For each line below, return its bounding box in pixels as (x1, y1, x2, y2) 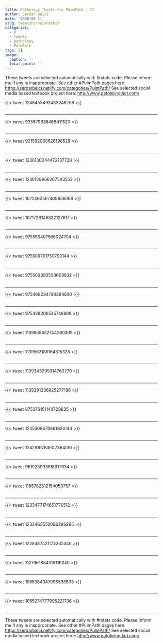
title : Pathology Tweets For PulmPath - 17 (5, 7, 95, 12)
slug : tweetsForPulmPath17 (5, 20, 60, 26)
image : (5, 52, 18, 57)
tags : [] (5, 48, 23, 53)
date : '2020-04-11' (5, 16, 45, 21)
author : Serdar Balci (5, 12, 49, 17)
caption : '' (9, 57, 34, 62)
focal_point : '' (9, 61, 42, 66)
